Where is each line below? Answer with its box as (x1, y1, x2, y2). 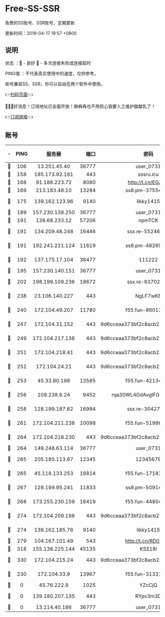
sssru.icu (137, 170, 159, 177)
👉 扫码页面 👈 (5, 91, 33, 97)
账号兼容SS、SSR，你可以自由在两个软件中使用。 (5, 81, 105, 86)
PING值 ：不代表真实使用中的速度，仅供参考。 (5, 70, 99, 76)
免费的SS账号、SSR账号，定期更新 (5, 20, 75, 26)
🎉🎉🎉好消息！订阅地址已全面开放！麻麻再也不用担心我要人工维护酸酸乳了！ (5, 103, 156, 109)
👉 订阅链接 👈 (5, 113, 33, 119)
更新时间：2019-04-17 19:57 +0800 (5, 30, 77, 36)
